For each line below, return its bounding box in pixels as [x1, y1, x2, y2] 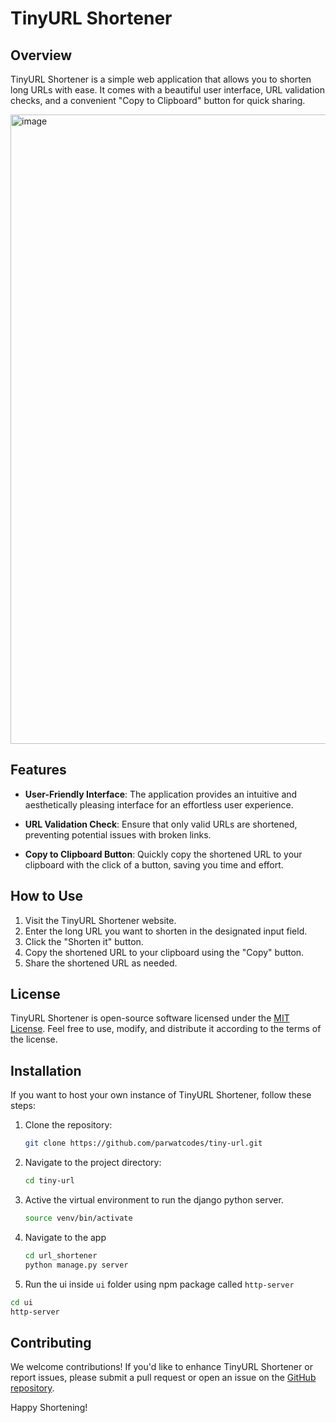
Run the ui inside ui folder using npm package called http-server [24, 1278, 295, 1290]
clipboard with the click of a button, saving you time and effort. [24, 858, 284, 871]
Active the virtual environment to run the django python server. [24, 1194, 284, 1206]
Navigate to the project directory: [24, 1157, 162, 1169]
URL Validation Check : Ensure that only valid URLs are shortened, [24, 818, 298, 830]
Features [10, 762, 67, 779]
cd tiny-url [24, 1176, 75, 1186]
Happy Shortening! [10, 1402, 88, 1414]
